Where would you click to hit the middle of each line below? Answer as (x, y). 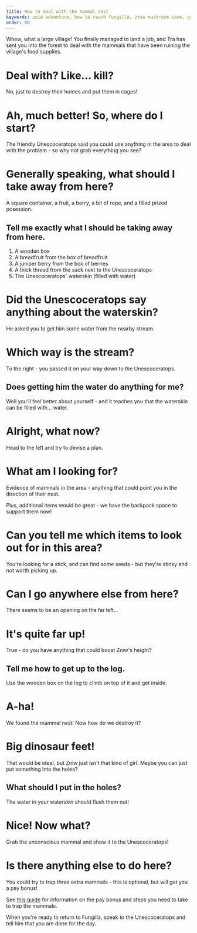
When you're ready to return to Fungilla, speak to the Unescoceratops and (96, 917)
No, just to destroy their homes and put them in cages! (72, 92)
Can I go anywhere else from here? (92, 594)
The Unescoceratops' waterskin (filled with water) (75, 276)
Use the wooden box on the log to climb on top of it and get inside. (86, 683)
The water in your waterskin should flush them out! (67, 802)
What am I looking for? (62, 471)
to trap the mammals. (32, 905)
